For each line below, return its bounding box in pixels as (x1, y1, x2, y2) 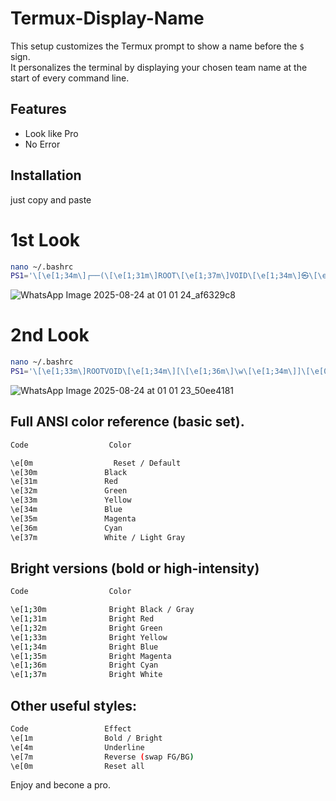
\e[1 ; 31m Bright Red (10, 614, 155, 624)
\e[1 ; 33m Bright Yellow (10, 632, 168, 642)
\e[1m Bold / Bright (10, 733, 163, 743)
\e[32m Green (10, 486, 128, 496)
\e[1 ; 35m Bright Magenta (10, 651, 172, 661)
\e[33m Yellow (10, 495, 132, 506)
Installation (10, 167, 82, 184)
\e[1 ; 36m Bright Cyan (10, 660, 159, 671)
